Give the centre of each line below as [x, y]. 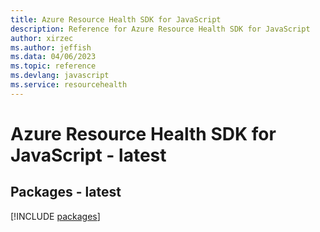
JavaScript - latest [88, 155]
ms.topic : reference [53, 66]
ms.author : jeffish [51, 47]
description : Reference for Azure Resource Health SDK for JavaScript [160, 29]
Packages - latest [66, 192]
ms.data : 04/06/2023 [53, 57]
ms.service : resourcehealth [69, 85]
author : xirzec [42, 38]
